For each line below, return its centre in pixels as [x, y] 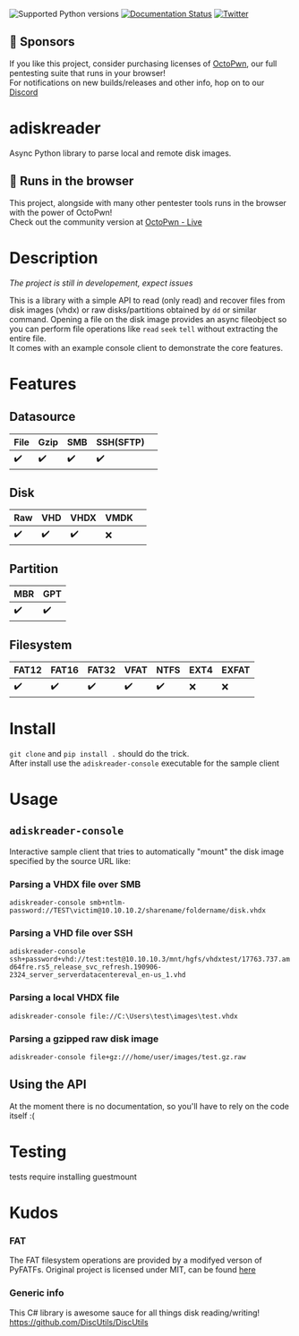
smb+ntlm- [107, 903]
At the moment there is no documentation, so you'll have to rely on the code [149, 1106]
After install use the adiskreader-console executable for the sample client [145, 763]
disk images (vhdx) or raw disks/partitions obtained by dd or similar [133, 310]
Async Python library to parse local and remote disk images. [120, 153]
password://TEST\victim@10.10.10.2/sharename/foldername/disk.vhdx [138, 911]
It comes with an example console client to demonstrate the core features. [146, 347]
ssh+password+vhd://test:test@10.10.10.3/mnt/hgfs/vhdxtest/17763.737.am [150, 959]
